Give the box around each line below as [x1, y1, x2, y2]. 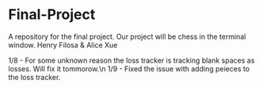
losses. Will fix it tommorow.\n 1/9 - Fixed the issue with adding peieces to [8, 63, 250, 73]
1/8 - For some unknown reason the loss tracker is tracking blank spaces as [8, 55, 255, 65]
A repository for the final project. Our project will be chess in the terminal [8, 32, 246, 41]
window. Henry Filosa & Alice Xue [8, 40, 118, 49]
